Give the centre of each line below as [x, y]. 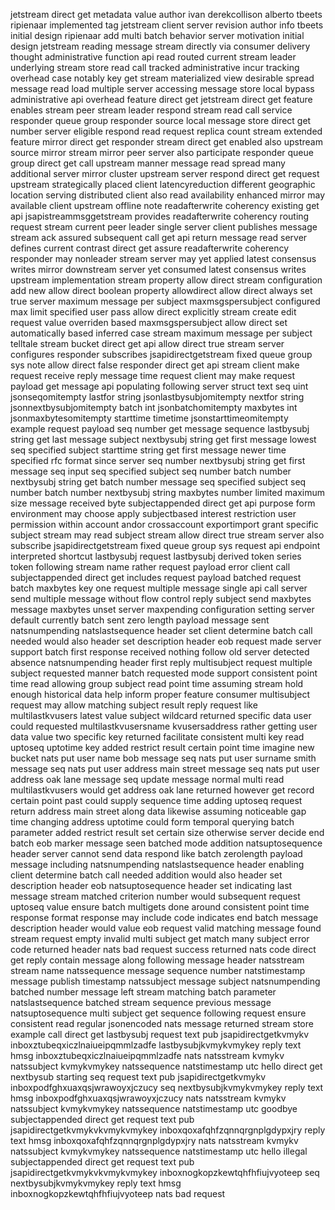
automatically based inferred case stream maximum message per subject [161, 333]
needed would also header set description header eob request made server [166, 641]
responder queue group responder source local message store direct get [161, 120]
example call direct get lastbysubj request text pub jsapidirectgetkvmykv [160, 1034]
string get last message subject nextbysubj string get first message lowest [163, 439]
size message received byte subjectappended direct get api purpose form [163, 503]
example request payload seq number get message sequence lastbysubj [160, 428]
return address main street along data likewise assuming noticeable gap [158, 811]
